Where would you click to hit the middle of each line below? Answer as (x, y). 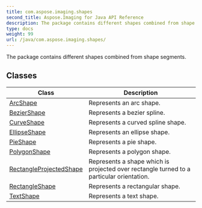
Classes (22, 76)
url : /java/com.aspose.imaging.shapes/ (56, 40)
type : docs (20, 29)
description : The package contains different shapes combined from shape (101, 23)
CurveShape (27, 122)
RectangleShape (32, 186)
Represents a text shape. (124, 196)
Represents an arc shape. (124, 103)
